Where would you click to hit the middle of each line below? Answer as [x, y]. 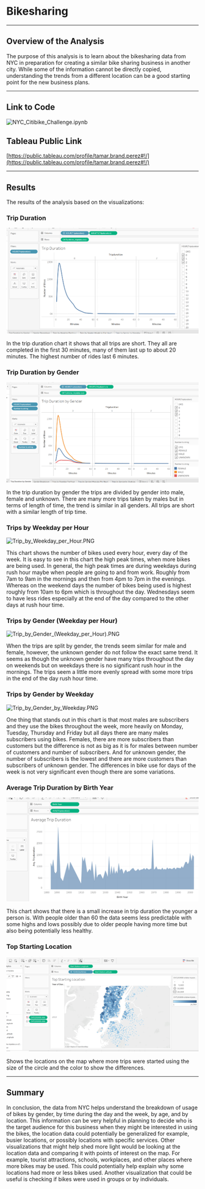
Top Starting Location [39, 946]
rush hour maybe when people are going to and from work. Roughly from [98, 572]
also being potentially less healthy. [50, 931]
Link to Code [31, 108]
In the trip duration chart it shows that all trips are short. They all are [92, 343]
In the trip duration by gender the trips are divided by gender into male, [95, 492]
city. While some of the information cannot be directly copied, [84, 69]
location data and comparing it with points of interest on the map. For [93, 1153]
